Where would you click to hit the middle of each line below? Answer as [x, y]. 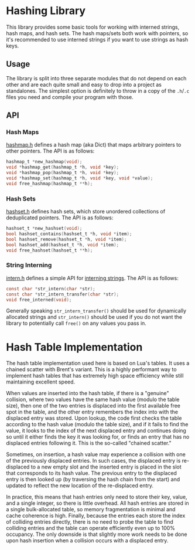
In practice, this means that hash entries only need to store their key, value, [97, 497]
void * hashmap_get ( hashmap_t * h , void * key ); [62, 167]
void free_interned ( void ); [39, 300]
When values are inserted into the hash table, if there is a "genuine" [88, 393]
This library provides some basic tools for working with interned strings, [93, 27]
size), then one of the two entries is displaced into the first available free [93, 406]
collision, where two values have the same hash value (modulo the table [93, 399]
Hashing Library [46, 11]
